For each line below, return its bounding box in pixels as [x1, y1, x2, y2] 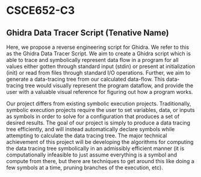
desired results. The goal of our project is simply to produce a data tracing [6, 119, 191, 126]
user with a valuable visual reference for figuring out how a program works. [6, 88, 193, 95]
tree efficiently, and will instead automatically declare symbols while [6, 126, 175, 132]
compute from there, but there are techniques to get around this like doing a [6, 158, 194, 164]
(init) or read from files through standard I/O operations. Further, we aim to [6, 69, 191, 76]
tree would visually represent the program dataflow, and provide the [25, 82, 194, 89]
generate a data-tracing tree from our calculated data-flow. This [6, 76, 165, 82]
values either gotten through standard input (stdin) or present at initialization [6, 63, 196, 70]
